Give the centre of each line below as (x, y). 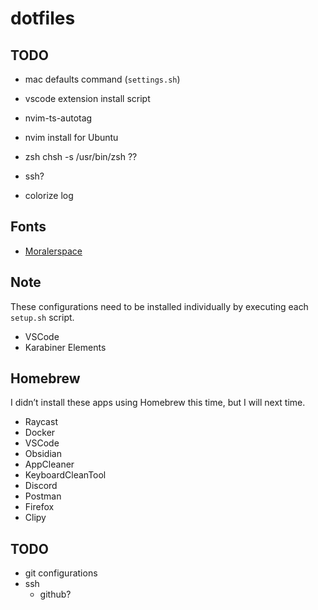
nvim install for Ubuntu (71, 137)
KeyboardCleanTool (65, 475)
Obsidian (43, 454)
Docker (40, 433)
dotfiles (43, 18)
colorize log (49, 195)
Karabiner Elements (65, 347)
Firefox (39, 507)
